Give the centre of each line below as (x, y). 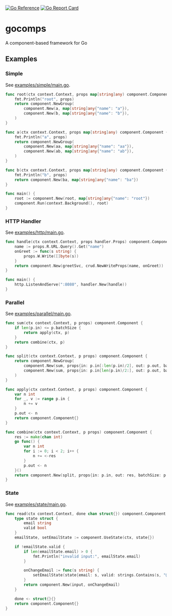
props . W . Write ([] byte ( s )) (51, 256)
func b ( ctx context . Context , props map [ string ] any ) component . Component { (87, 170)
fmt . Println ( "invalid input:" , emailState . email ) (87, 556)
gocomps (26, 29)
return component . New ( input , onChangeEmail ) (72, 585)
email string (38, 523)
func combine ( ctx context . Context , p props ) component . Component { (79, 432)
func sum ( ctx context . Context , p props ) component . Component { (74, 323)
